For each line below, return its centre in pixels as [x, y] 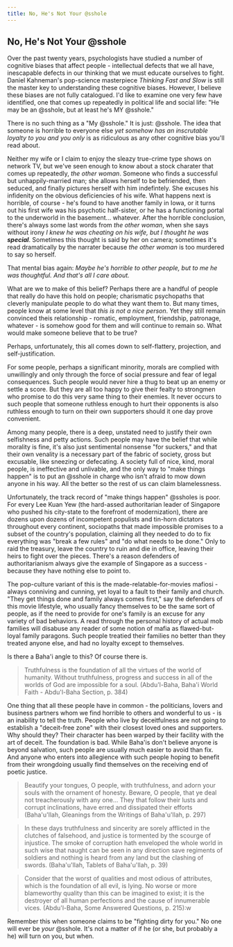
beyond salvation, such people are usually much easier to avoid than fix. [110, 750]
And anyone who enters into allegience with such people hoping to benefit [113, 757]
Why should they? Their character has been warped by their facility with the [115, 735]
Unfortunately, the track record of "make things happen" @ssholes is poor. [114, 497]
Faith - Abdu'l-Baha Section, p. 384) [76, 692]
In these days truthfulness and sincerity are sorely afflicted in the [117, 828]
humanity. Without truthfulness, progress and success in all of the [118, 677]
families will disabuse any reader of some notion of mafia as [93, 629]
